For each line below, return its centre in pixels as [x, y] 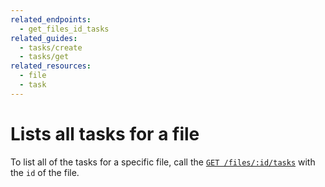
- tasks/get [44, 57]
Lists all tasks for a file [105, 133]
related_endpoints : [51, 19]
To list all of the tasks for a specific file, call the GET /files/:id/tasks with [163, 162]
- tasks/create [51, 47]
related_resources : [51, 66]
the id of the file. [45, 172]
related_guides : [44, 38]
